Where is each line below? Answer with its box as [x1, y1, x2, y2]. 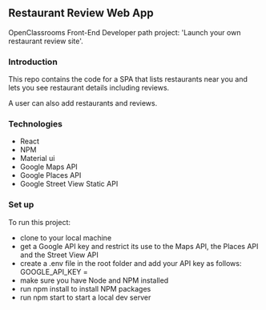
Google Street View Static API [19, 179, 119, 189]
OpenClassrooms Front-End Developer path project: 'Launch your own [8, 27, 241, 37]
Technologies [8, 119, 62, 130]
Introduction [8, 56, 58, 67]
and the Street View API [19, 250, 99, 260]
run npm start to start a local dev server [19, 292, 151, 302]
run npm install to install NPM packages [19, 284, 151, 293]
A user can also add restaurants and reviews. [8, 99, 158, 108]
